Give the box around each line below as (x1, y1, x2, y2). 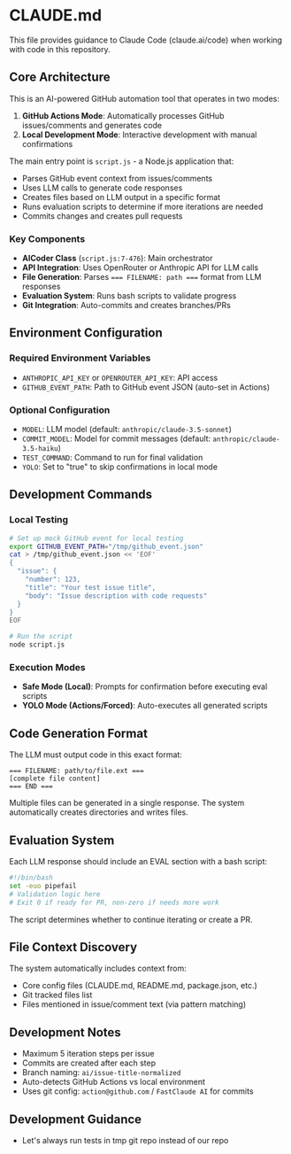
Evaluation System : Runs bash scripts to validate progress (21, 290, 237, 301)
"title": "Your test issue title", (25, 583, 157, 592)
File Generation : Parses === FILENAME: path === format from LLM (21, 272, 262, 283)
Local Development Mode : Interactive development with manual (21, 129, 257, 140)
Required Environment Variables (9, 352, 151, 364)
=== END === (9, 782, 53, 791)
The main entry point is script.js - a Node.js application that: (9, 156, 234, 167)
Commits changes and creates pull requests (21, 210, 183, 221)
